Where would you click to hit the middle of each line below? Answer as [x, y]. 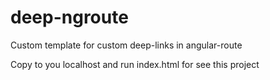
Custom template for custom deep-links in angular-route [126, 45]
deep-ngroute [69, 17]
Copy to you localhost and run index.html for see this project [135, 64]
